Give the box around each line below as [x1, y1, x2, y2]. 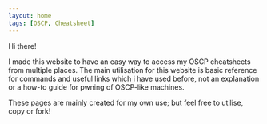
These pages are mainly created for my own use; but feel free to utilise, [8, 98, 244, 107]
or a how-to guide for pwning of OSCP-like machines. [8, 82, 185, 92]
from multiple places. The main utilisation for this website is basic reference [8, 65, 257, 74]
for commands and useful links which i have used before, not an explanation [8, 74, 260, 83]
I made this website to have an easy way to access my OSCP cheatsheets [8, 57, 251, 66]
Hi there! [8, 41, 37, 50]
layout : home [8, 11, 52, 20]
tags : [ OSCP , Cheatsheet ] [8, 19, 94, 27]
